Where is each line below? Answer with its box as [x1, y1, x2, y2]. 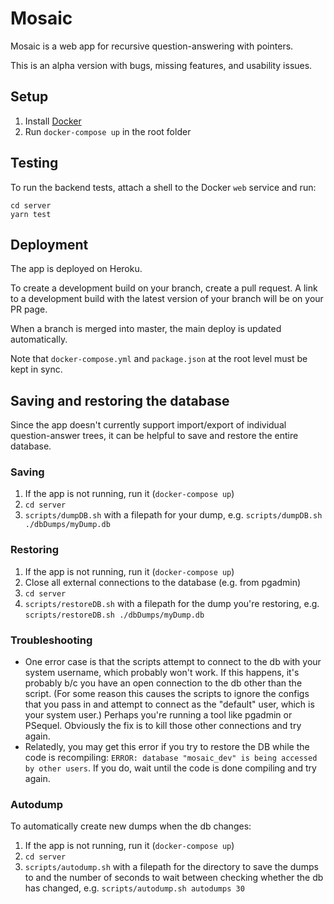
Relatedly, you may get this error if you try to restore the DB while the [24, 741, 310, 753]
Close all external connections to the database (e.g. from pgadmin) [24, 576, 302, 588]
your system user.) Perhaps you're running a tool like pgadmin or [24, 709, 293, 721]
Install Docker [24, 115, 82, 127]
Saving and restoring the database [10, 392, 230, 409]
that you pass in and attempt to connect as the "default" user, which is [24, 698, 315, 711]
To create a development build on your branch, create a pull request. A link [10, 282, 318, 294]
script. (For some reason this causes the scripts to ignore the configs [24, 688, 310, 700]
